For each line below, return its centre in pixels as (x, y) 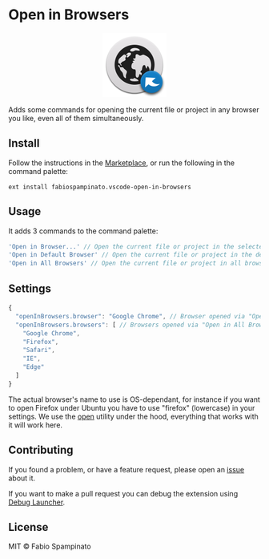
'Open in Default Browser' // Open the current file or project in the (130, 255)
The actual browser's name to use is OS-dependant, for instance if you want (134, 399)
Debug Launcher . (37, 502)
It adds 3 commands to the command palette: (83, 231)
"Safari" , (39, 350)
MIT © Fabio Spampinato (50, 546)
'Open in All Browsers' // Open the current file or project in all (125, 263)
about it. (22, 478)
